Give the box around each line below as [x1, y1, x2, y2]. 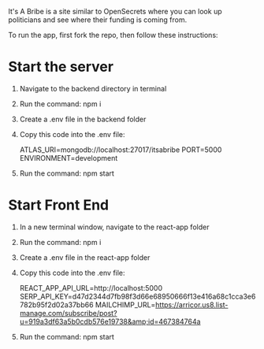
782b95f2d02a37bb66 [19, 299, 94, 310]
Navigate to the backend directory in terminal [19, 84, 167, 93]
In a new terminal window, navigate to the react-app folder [19, 222, 210, 232]
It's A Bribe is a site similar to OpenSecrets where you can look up [8, 7, 222, 16]
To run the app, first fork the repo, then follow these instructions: [8, 31, 218, 39]
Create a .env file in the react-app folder [19, 252, 151, 262]
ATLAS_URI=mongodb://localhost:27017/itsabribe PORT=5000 [19, 145, 222, 154]
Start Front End [8, 196, 109, 214]
